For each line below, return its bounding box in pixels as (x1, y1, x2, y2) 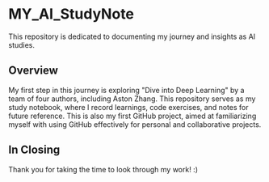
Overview (8, 64, 59, 78)
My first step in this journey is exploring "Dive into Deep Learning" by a (8, 85, 245, 95)
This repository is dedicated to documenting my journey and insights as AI (8, 32, 256, 41)
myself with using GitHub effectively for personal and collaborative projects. (8, 119, 262, 129)
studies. (8, 40, 35, 49)
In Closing (8, 143, 61, 157)
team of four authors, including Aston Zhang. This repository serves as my (8, 94, 256, 104)
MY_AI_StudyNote (8, 5, 135, 23)
